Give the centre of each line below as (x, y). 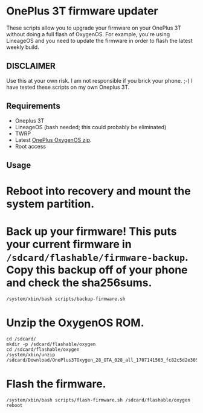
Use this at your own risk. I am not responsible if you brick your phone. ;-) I (99, 80)
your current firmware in (69, 244)
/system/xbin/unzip (31, 355)
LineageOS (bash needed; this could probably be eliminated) (91, 127)
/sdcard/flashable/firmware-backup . (97, 257)
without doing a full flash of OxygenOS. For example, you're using (88, 34)
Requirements (33, 106)
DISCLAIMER (31, 66)
